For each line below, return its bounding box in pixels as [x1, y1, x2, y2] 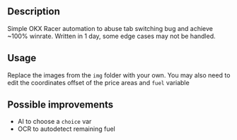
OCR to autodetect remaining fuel [17, 125, 115, 133]
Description [7, 6, 60, 18]
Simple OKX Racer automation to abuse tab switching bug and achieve [7, 24, 214, 32]
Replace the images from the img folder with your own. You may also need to [7, 70, 231, 79]
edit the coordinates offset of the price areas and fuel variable [7, 78, 190, 87]
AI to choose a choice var [17, 117, 92, 126]
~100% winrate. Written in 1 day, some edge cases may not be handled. [7, 32, 216, 40]
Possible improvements [7, 98, 114, 111]
